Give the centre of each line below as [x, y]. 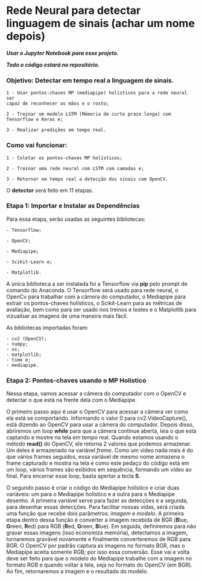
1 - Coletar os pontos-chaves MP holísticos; [64, 158]
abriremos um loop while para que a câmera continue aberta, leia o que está [101, 431]
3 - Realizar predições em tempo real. [56, 130]
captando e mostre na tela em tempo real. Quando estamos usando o [92, 438]
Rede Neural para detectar [74, 11]
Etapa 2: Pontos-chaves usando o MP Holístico [76, 380]
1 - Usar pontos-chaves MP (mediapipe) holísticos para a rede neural [97, 93]
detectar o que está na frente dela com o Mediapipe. [71, 400]
